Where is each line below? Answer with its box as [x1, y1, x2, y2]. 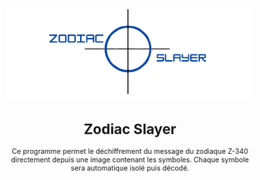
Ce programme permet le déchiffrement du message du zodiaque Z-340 [11, 146, 249, 156]
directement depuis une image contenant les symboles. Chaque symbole [11, 155, 249, 164]
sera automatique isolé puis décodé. [71, 163, 189, 172]
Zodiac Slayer [83, 121, 177, 138]
